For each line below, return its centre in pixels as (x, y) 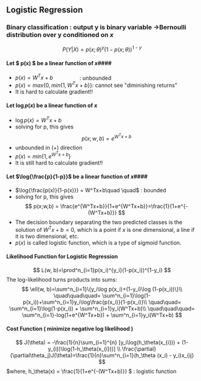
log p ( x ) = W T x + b (38, 120)
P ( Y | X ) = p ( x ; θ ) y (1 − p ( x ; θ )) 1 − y (102, 49)
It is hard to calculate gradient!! (54, 91)
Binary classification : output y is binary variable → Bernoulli (96, 27)
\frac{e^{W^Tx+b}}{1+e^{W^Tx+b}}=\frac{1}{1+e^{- (124, 206)
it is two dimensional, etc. (47, 236)
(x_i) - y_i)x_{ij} (175, 355)
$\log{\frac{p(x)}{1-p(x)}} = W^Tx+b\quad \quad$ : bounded (90, 190)
